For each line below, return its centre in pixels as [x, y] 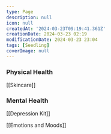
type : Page [20, 12]
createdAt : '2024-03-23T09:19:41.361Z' [56, 29]
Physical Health [30, 72]
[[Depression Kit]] [28, 114]
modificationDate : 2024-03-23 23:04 [52, 40]
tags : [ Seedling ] [28, 46]
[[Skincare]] [21, 85]
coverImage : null [28, 51]
